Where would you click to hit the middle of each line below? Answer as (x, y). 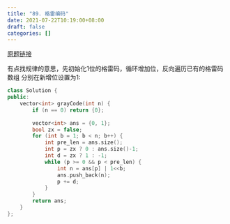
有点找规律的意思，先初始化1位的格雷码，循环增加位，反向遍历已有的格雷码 (115, 69)
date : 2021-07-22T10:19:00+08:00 (56, 20)
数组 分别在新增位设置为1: (44, 77)
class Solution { (32, 91)
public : (18, 97)
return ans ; (50, 201)
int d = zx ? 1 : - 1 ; (76, 156)
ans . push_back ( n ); (84, 175)
